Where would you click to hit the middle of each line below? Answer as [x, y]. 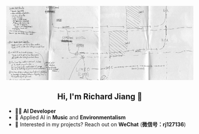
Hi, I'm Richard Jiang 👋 [100, 97]
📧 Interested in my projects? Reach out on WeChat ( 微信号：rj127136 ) [100, 124]
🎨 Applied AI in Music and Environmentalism [70, 117]
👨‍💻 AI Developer [35, 111]
